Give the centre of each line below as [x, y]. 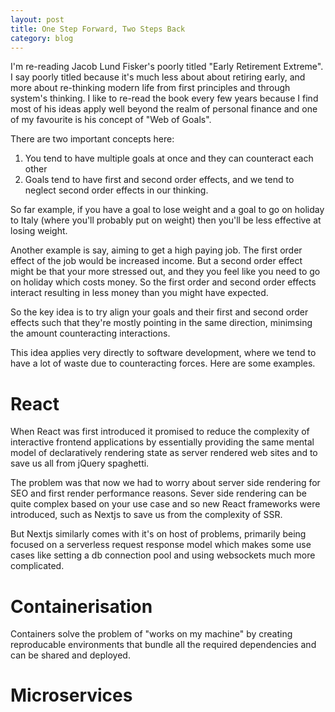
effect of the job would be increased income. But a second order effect [156, 261]
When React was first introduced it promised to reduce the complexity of [160, 432]
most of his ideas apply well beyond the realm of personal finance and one [164, 109]
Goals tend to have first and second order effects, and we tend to [159, 180]
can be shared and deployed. [70, 655]
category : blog [42, 38]
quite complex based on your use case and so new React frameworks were [165, 504]
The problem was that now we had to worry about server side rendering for [165, 483]
